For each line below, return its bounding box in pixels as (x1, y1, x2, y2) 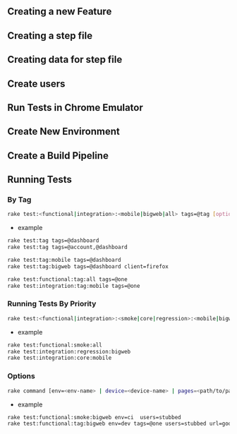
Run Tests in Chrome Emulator (7, 102, 143, 114)
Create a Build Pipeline (7, 150, 109, 162)
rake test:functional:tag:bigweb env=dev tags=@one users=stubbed (7, 420, 207, 428)
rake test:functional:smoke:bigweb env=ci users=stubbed (7, 414, 181, 421)
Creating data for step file (7, 54, 123, 66)
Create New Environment (7, 126, 120, 138)
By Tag (7, 195, 32, 205)
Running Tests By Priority (7, 299, 97, 309)
